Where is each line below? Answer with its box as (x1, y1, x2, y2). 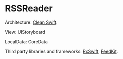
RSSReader (5, 3, 53, 14)
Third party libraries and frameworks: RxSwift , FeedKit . (5, 48, 118, 54)
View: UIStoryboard (5, 29, 46, 35)
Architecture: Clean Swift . (5, 19, 58, 25)
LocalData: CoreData (5, 38, 48, 45)
